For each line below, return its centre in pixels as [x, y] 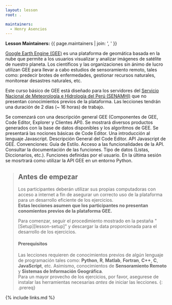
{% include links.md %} [30, 298]
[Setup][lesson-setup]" [42, 226]
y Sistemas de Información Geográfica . [61, 271]
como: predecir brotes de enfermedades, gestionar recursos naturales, [80, 75]
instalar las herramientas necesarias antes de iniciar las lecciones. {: [90, 282]
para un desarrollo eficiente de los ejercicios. [66, 200]
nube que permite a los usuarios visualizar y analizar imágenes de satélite [83, 59]
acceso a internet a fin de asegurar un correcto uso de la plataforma [90, 195]
